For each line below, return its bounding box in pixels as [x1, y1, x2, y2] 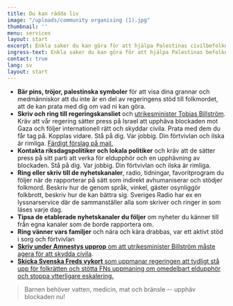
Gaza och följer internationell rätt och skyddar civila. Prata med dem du [17, 124, 221, 133]
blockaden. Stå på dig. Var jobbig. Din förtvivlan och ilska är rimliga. [17, 161, 212, 169]
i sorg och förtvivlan [17, 235, 75, 243]
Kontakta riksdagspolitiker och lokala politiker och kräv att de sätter [17, 146, 216, 155]
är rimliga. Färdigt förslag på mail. [17, 139, 114, 147]
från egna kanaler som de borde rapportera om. [17, 220, 154, 228]
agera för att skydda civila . [17, 249, 94, 257]
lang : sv [7, 62, 33, 69]
